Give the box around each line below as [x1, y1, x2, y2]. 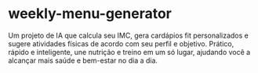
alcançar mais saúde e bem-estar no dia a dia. [8, 56, 158, 65]
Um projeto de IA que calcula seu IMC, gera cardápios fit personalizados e [8, 31, 249, 40]
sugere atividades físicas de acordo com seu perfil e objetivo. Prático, [8, 38, 234, 48]
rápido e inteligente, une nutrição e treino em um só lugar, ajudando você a [8, 47, 251, 57]
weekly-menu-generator [8, 5, 173, 23]
